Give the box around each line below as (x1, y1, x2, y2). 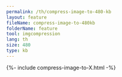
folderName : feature (6, 25, 58, 32)
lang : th (6, 36, 28, 42)
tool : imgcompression (6, 31, 61, 37)
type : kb (6, 48, 28, 54)
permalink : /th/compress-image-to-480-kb (6, 8, 112, 15)
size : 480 (6, 42, 31, 48)
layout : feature (6, 14, 47, 20)
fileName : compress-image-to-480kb (6, 20, 96, 26)
